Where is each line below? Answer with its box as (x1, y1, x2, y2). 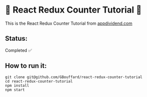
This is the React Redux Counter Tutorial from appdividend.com (5, 20, 132, 26)
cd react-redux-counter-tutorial (5, 79, 73, 84)
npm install (5, 83, 29, 88)
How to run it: (5, 62, 47, 70)
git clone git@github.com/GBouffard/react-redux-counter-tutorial (5, 75, 143, 80)
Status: (5, 34, 28, 43)
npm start (5, 87, 25, 92)
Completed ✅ (5, 47, 32, 53)
